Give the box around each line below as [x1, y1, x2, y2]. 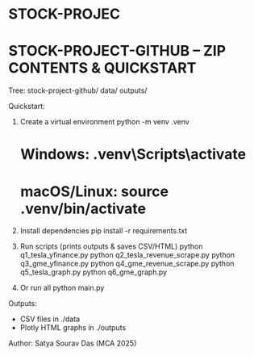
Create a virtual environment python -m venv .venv [19, 117, 189, 127]
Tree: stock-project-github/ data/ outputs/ [8, 86, 148, 95]
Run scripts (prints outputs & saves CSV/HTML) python [19, 241, 203, 251]
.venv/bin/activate [19, 199, 147, 218]
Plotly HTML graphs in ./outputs [19, 323, 127, 333]
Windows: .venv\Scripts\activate [19, 145, 247, 164]
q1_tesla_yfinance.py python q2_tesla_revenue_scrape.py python [19, 250, 235, 260]
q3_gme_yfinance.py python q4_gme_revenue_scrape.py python [19, 259, 235, 269]
